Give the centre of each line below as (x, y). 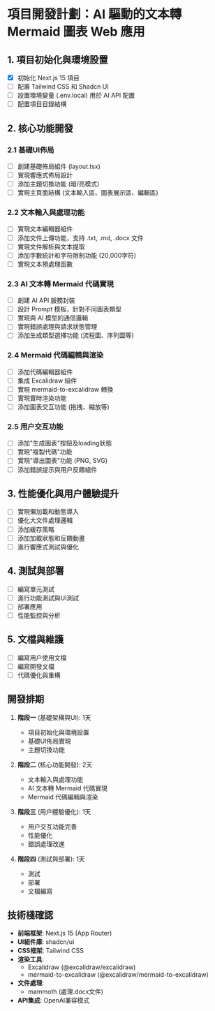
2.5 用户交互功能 (35, 427)
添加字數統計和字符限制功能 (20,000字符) (77, 255)
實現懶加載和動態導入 (48, 512)
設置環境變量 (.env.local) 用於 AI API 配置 (76, 96)
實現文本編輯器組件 (45, 229)
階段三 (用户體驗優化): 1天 (54, 811)
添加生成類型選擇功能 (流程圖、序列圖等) (75, 335)
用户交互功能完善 (52, 826)
